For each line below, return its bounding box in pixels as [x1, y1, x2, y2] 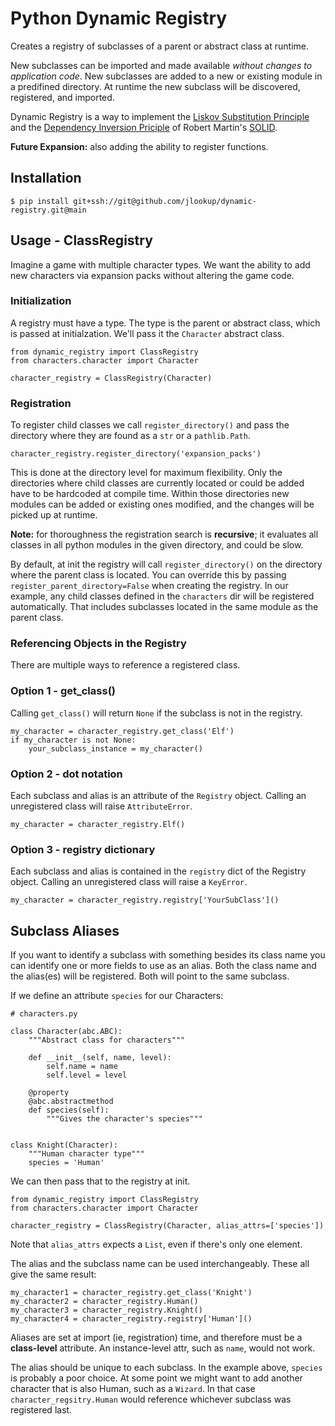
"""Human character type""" [28, 1149, 145, 1159]
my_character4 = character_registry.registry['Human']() [10, 1314, 253, 1324]
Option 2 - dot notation [10, 767, 123, 781]
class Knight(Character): [10, 1140, 118, 1151]
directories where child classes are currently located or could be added [10, 477, 305, 489]
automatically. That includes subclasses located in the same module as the [10, 601, 319, 613]
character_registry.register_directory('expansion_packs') [10, 449, 262, 459]
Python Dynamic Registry [10, 7, 228, 30]
